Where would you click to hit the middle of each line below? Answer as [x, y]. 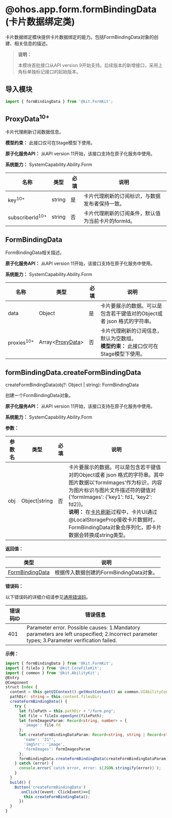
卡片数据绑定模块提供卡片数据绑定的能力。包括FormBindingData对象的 [80, 37]
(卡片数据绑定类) [40, 22]
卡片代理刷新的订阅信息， [131, 331]
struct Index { [21, 687]
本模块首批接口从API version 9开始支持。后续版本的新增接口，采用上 [90, 65]
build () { [20, 782]
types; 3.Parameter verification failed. [72, 640]
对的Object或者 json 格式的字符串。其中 [116, 475]
